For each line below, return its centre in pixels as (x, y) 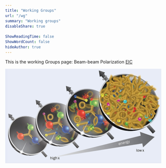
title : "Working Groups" (31, 10)
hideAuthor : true (23, 47)
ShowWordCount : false (28, 42)
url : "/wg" (16, 16)
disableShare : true (25, 26)
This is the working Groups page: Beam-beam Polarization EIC (69, 61)
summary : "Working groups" (33, 21)
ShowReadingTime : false (30, 37)
